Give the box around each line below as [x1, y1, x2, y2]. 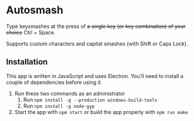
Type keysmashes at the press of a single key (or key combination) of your [6, 23, 186, 30]
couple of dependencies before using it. [6, 79, 102, 86]
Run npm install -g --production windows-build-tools [23, 96, 158, 103]
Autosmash [6, 3, 64, 17]
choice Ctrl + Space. [6, 29, 56, 35]
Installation [6, 57, 48, 67]
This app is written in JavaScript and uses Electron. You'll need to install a [6, 72, 184, 79]
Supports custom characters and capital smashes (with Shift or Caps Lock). [6, 40, 188, 47]
